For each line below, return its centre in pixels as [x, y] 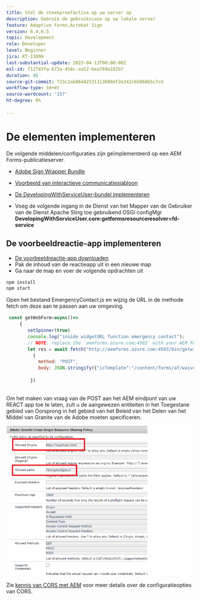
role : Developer [26, 44]
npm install [21, 282]
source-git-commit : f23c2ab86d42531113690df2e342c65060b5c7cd [85, 82]
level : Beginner [26, 51]
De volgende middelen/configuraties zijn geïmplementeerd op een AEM [94, 153]
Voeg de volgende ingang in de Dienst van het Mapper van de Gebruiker [103, 206]
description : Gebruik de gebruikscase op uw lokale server [81, 19]
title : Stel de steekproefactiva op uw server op [69, 12]
